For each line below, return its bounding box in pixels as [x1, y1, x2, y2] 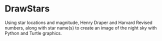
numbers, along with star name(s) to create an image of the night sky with [4, 24, 157, 30]
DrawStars [4, 3, 50, 14]
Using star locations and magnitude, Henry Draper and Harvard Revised [4, 19, 153, 25]
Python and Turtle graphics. [4, 30, 62, 36]
